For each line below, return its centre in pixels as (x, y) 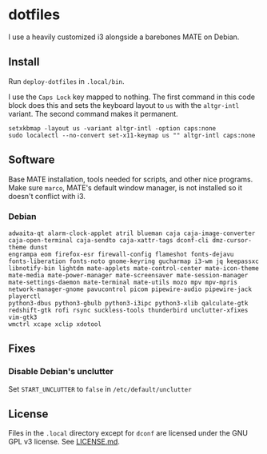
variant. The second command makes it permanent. (93, 113)
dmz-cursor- (232, 240)
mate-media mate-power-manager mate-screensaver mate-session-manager (128, 275)
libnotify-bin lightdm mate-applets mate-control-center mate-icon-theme (134, 268)
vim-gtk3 (23, 317)
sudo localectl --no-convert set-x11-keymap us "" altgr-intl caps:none (132, 135)
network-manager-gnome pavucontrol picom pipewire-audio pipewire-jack (130, 289)
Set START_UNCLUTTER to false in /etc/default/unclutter (100, 388)
